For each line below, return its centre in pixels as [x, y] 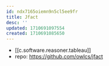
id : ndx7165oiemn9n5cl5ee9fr [42, 11]
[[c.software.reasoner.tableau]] [53, 50]
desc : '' [17, 22]
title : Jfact [22, 17]
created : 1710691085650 [36, 34]
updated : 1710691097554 [36, 28]
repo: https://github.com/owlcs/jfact [59, 57]
